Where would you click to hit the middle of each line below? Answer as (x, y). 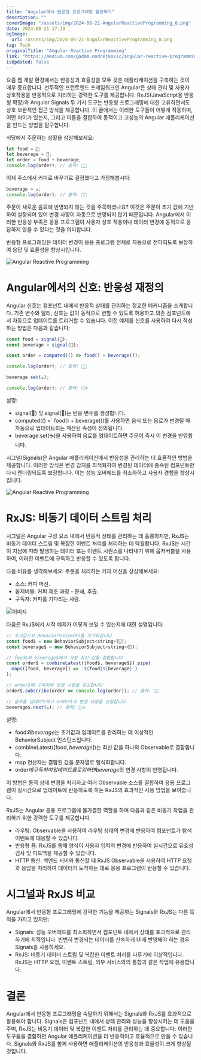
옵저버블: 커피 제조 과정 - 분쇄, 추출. (57, 591)
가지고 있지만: (33, 919)
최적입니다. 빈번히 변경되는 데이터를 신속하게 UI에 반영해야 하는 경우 (110, 939)
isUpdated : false (28, 62)
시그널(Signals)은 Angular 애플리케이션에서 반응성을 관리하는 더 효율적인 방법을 (99, 457)
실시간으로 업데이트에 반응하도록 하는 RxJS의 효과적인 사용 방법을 (94, 790)
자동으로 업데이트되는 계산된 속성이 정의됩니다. (69, 428)
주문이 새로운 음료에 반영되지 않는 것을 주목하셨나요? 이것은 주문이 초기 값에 (95, 207)
